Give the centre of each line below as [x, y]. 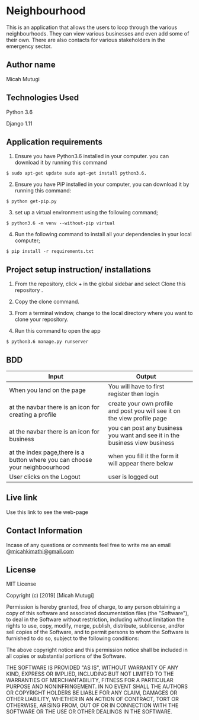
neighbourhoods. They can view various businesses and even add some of [98, 33]
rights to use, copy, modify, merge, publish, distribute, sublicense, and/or [95, 626]
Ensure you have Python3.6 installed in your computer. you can [92, 156]
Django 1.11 [19, 123]
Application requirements [54, 142]
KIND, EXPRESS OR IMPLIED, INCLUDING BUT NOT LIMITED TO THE [90, 674]
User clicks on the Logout [45, 477]
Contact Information [44, 531]
